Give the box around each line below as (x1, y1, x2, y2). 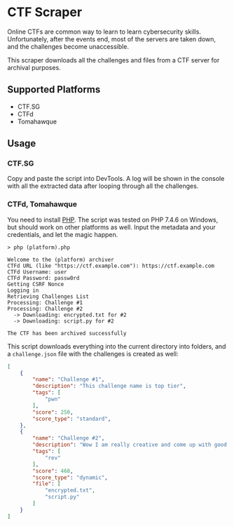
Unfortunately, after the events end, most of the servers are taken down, (7, 34, 216, 43)
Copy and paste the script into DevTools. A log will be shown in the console (7, 175, 225, 183)
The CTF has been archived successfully (7, 330, 128, 337)
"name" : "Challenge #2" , (32, 435, 105, 442)
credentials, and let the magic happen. (7, 230, 118, 238)
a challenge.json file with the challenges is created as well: (7, 349, 179, 358)
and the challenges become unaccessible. (7, 42, 130, 50)
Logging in (7, 287, 39, 294)
